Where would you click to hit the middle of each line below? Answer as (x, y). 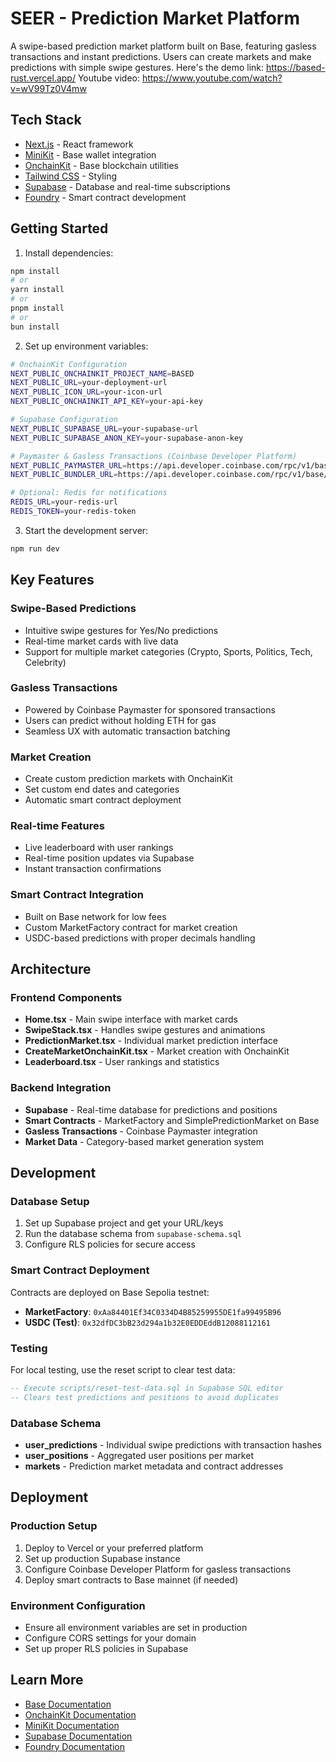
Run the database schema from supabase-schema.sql (133, 1234)
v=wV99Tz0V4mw (48, 88)
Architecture (51, 969)
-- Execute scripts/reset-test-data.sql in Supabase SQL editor (147, 1388)
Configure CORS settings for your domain (110, 1638)
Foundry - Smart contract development (105, 197)
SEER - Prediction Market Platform (155, 18)
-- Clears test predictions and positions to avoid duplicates (145, 1397)
